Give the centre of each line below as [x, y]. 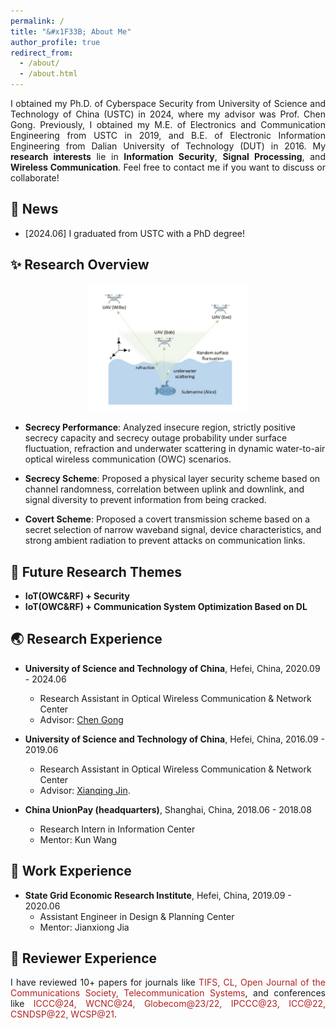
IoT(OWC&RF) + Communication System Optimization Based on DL [166, 606]
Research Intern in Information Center [117, 829]
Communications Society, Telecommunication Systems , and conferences [168, 993]
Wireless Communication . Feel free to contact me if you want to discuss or [168, 167]
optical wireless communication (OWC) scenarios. [128, 459]
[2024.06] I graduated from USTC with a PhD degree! [134, 233]
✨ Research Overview [80, 265]
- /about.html [48, 74]
